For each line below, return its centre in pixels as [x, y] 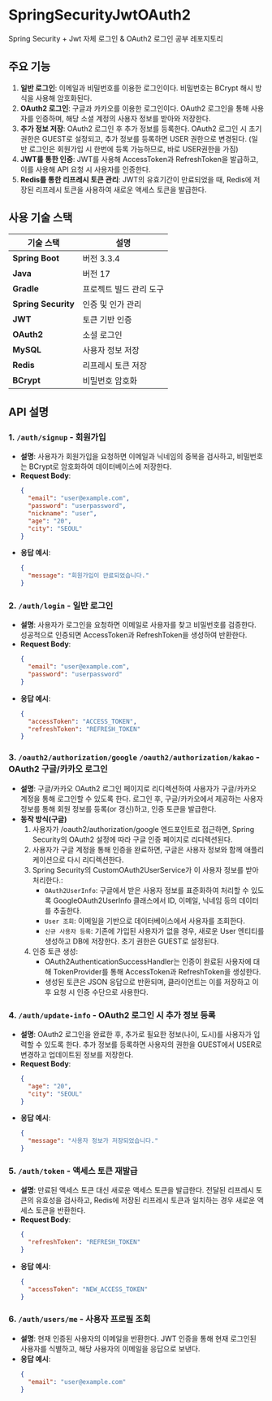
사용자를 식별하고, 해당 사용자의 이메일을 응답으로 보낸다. [110, 1348]
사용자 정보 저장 [111, 350]
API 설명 [28, 412]
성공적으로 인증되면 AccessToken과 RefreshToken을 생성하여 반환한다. [134, 635]
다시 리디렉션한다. [95, 860]
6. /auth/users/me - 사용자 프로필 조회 [80, 1319]
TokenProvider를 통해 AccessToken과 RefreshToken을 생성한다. [157, 971]
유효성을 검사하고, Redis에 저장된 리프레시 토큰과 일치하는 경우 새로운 [145, 1200]
